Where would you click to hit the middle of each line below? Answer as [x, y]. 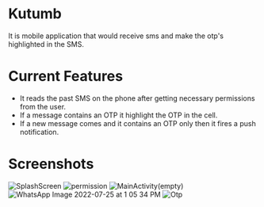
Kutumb [35, 14]
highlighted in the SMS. [46, 44]
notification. [39, 132]
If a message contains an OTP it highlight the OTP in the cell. [119, 115]
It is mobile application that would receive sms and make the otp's [116, 36]
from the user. [42, 106]
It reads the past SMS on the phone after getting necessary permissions [137, 98]
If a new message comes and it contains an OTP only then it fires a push [138, 123]
